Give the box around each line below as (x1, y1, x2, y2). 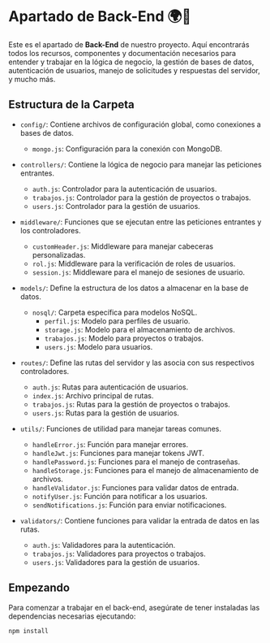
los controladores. (19, 225, 81, 235)
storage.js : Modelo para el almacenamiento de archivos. (44, 324, 235, 334)
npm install (8, 627, 49, 635)
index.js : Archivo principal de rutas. (32, 390, 154, 400)
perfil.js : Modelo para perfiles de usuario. (44, 315, 191, 326)
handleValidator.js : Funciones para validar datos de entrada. (32, 482, 239, 493)
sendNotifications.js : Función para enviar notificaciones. (32, 500, 227, 510)
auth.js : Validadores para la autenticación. (32, 540, 176, 550)
